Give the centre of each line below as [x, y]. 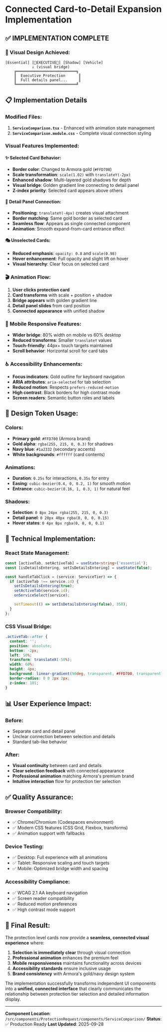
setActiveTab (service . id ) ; [42, 591]
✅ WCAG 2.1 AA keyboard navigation [50, 893]
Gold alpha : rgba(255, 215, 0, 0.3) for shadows [63, 444]
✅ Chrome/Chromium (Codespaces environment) [63, 822]
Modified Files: [24, 117]
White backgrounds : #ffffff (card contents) [59, 454]
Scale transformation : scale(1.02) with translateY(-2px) [71, 174]
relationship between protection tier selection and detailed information [77, 994]
